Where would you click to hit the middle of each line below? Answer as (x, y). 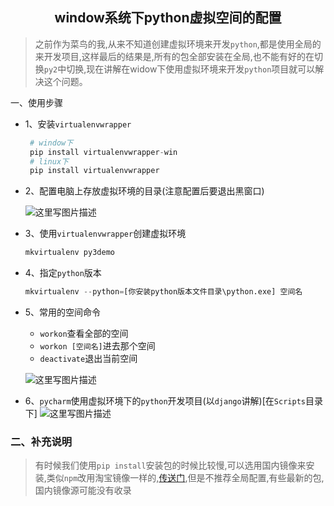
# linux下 (49, 161)
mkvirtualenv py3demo (69, 253)
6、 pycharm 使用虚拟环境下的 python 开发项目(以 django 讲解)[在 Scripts (165, 401)
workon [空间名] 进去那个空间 (97, 346)
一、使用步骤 (36, 102)
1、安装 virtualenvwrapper (78, 124)
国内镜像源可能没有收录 (83, 490)
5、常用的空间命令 (63, 312)
